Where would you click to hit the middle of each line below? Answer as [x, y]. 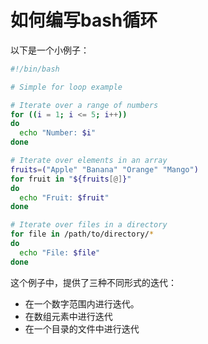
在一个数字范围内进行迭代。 [82, 303]
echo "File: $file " [60, 252]
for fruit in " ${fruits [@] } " [71, 179]
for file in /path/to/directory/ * [82, 234]
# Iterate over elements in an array [89, 161]
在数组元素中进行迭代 [68, 316]
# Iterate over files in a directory [89, 225]
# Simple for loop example [66, 87]
